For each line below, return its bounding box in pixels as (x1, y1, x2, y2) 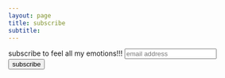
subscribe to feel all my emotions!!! (8, 49, 123, 58)
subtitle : (8, 26, 41, 34)
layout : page (8, 11, 52, 20)
